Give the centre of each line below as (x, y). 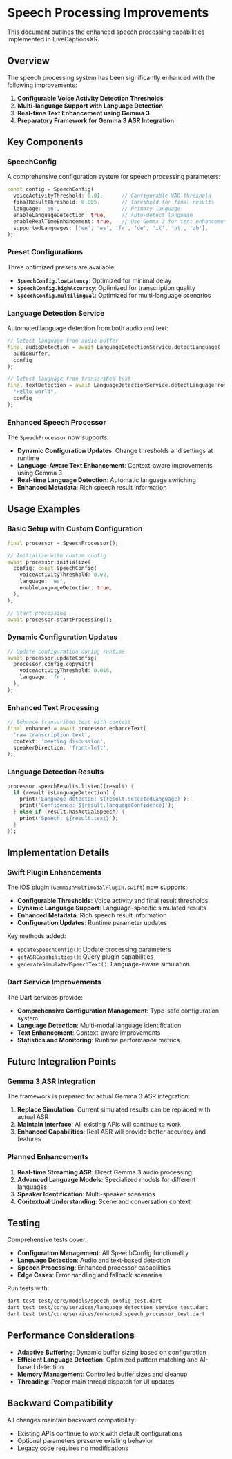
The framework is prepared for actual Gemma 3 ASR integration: (99, 1096)
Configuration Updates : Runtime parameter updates (92, 923)
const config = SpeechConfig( (51, 189)
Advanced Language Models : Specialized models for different (106, 1179)
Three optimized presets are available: (61, 267)
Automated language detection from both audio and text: (88, 328)
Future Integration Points (62, 1062)
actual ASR (33, 1117)
